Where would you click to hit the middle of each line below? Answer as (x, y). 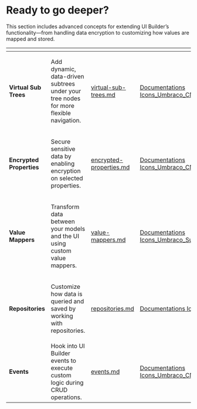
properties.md (110, 167)
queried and (67, 301)
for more (63, 105)
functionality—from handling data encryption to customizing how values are (98, 32)
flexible (61, 113)
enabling (63, 163)
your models (68, 229)
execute (62, 368)
